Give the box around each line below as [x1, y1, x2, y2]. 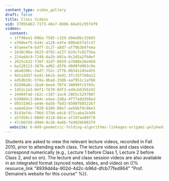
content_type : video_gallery [5, 7, 66, 13]
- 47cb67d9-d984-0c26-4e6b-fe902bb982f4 [10, 119, 96, 125]
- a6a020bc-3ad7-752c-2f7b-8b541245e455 [10, 69, 96, 74]
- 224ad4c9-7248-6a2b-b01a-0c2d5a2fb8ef [10, 54, 96, 59]
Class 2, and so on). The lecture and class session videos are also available [5, 154, 162, 160]
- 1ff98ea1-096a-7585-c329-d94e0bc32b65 [10, 36, 96, 41]
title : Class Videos [5, 17, 49, 22]
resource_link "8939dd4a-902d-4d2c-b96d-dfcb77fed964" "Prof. [5, 165, 143, 171]
